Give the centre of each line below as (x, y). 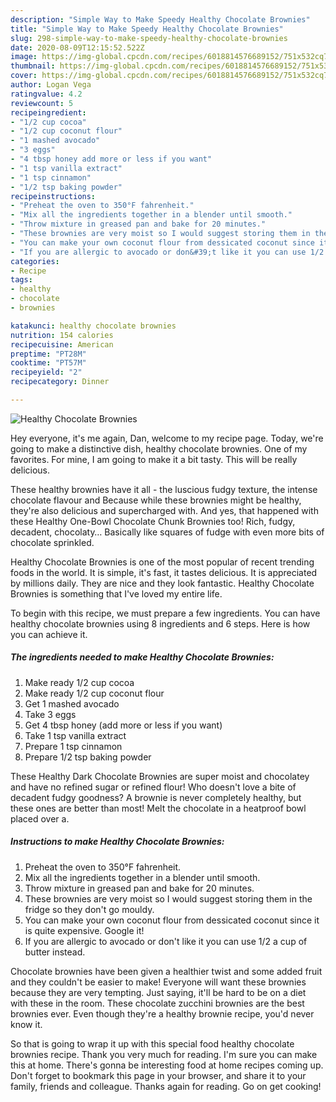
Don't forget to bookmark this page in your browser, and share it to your (158, 1075)
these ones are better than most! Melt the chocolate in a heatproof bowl (158, 808)
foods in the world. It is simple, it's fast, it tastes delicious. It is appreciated (164, 572)
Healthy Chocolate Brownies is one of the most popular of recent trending (162, 562)
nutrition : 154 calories (62, 335)
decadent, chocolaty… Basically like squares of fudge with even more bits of (167, 532)
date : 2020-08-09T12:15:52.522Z (77, 47)
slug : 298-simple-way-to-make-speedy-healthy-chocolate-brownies (149, 38)
